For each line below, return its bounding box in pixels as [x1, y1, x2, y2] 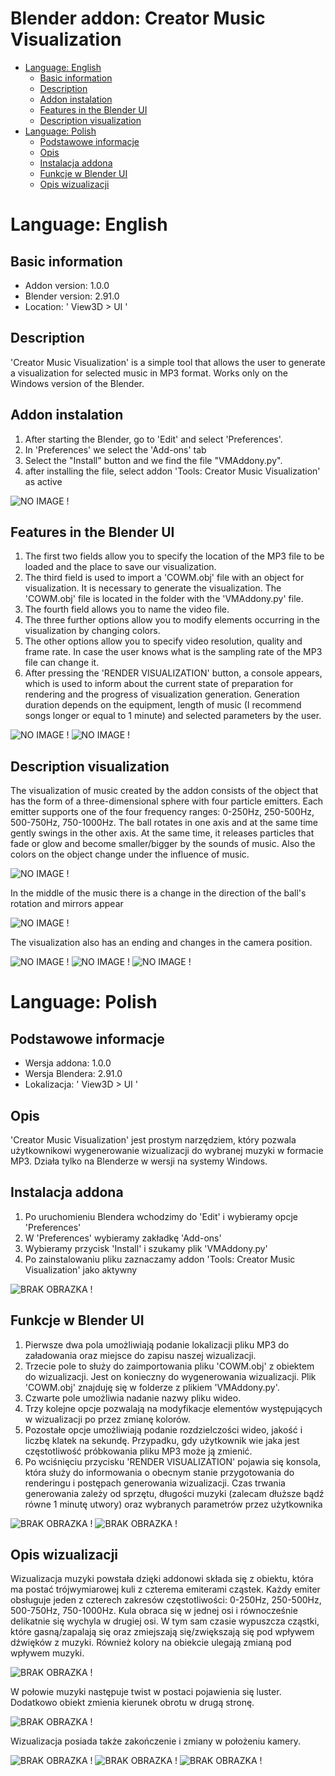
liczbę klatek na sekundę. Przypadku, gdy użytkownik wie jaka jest [24, 1434, 300, 1446]
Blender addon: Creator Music [10, 7, 266, 30]
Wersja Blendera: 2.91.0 [24, 1068, 123, 1080]
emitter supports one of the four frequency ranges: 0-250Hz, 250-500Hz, [10, 806, 315, 818]
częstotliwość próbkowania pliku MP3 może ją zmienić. [24, 1445, 253, 1457]
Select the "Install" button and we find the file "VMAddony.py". [24, 454, 283, 466]
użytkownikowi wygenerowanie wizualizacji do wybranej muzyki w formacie [10, 1145, 324, 1156]
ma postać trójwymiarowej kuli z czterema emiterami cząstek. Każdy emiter [10, 1583, 321, 1596]
